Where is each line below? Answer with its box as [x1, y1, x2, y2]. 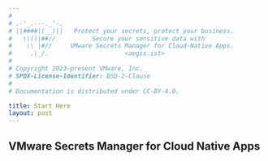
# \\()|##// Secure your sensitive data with [8, 34, 205, 43]
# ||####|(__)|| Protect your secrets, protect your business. [8, 27, 234, 35]
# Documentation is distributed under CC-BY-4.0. [8, 87, 180, 95]
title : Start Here [8, 102, 71, 110]
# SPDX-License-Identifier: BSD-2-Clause [8, 72, 151, 80]
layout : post [8, 109, 53, 117]
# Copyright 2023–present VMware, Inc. [8, 65, 144, 73]
